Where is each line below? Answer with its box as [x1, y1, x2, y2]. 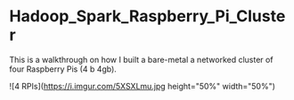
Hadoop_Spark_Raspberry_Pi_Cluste [9, 6, 286, 27]
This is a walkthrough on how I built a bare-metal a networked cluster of [9, 54, 274, 65]
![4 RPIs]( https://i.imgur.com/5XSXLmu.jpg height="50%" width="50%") [9, 81, 276, 91]
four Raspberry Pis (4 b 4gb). [9, 64, 118, 74]
